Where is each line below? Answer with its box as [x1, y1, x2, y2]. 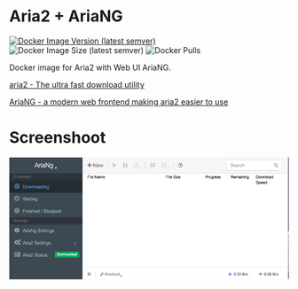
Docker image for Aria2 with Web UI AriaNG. [9, 62, 171, 73]
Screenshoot [9, 128, 106, 148]
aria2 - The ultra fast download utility [9, 79, 145, 90]
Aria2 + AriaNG [9, 6, 123, 27]
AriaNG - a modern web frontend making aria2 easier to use [9, 96, 229, 107]
